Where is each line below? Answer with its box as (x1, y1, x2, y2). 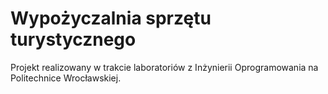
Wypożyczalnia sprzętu (10, 7, 212, 30)
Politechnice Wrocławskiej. (10, 72, 122, 84)
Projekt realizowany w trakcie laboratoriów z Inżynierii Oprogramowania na (10, 61, 319, 73)
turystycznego (10, 28, 137, 51)
